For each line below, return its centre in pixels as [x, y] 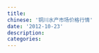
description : [26, 33]
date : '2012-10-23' [35, 26]
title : [17, 13]
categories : [24, 39]
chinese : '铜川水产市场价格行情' [50, 20]
